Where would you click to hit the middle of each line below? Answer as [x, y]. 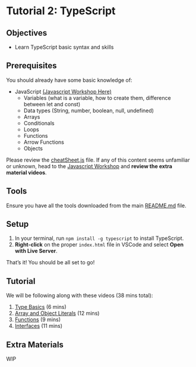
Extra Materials [35, 345]
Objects [33, 148]
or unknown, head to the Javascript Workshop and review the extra [89, 166]
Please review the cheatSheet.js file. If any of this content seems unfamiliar [98, 160]
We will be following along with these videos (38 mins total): [80, 296]
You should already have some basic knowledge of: [69, 80]
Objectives [27, 33]
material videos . [26, 172]
